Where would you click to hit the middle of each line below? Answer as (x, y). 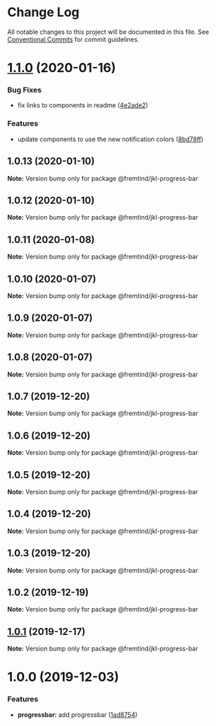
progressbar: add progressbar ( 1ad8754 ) (77, 715)
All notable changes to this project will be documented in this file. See (108, 32)
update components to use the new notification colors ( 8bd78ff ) (110, 139)
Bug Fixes (25, 90)
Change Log (43, 12)
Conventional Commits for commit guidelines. (73, 39)
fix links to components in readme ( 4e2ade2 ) (83, 105)
